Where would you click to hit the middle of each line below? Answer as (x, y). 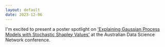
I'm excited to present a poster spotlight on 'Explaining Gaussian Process (83, 29)
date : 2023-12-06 (24, 15)
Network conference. (28, 40)
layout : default (23, 10)
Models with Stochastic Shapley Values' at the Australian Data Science (80, 34)
